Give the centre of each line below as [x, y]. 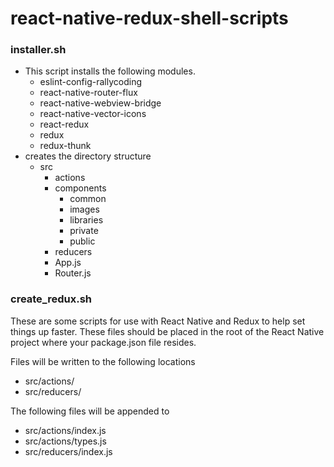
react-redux [64, 124]
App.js [68, 263]
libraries [86, 220]
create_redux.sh [51, 299]
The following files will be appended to [90, 411]
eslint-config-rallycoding [90, 82]
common [88, 199]
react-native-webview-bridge [100, 103]
